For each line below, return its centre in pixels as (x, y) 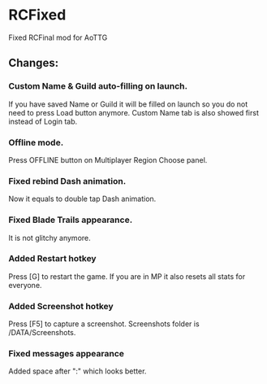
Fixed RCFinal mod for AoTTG (58, 37)
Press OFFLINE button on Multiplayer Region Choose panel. (108, 159)
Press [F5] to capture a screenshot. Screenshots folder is (104, 324)
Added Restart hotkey (52, 259)
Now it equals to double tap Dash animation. (82, 199)
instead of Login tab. (43, 121)
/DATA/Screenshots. (42, 333)
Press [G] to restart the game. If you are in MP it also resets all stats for (127, 276)
